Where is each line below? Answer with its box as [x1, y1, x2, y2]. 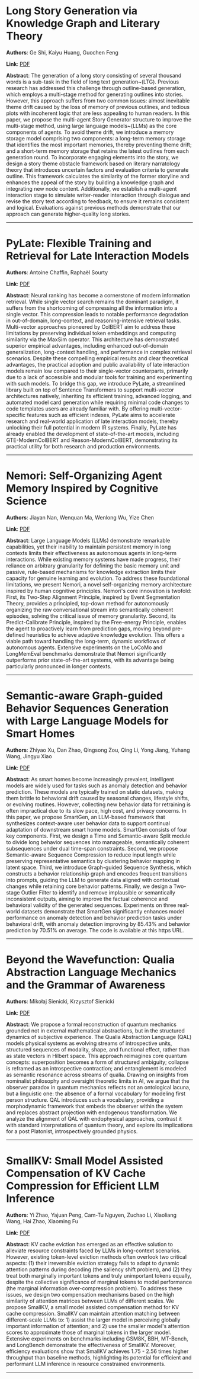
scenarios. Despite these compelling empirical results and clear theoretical [6, 354, 188, 362]
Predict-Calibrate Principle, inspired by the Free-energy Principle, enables [6, 618, 187, 626]
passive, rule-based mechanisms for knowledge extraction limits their [6, 568, 176, 575]
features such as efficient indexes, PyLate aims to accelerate [27, 411, 176, 418]
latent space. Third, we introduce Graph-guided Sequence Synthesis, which [6, 864, 191, 871]
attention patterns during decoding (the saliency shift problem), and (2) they [6, 1266, 192, 1273]
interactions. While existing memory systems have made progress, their [6, 556, 181, 563]
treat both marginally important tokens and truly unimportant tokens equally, [6, 1272, 192, 1279]
